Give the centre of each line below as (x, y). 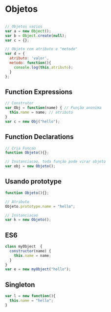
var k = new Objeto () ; (28, 220)
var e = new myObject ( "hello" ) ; (38, 269)
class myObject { (24, 247)
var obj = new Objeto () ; (30, 166)
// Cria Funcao (21, 148)
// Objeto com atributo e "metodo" (41, 49)
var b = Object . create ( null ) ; (36, 35)
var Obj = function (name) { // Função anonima (53, 108)
